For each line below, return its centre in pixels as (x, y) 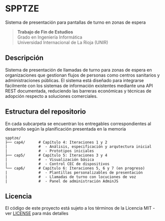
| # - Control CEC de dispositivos (57, 164)
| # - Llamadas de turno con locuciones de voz (71, 177)
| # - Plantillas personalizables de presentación (74, 173)
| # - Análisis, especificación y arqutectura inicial (79, 146)
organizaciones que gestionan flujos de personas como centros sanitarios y (82, 75)
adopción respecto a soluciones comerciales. (52, 96)
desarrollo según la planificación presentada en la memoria (66, 129)
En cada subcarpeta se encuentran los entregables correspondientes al (78, 124)
